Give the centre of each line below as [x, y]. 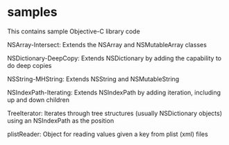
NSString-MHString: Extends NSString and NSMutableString [93, 79]
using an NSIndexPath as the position [61, 120]
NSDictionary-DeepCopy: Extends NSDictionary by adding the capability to [114, 58]
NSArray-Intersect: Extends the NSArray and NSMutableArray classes [107, 44]
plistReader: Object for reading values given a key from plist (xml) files [108, 134]
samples [32, 12]
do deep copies [29, 65]
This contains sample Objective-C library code [74, 31]
